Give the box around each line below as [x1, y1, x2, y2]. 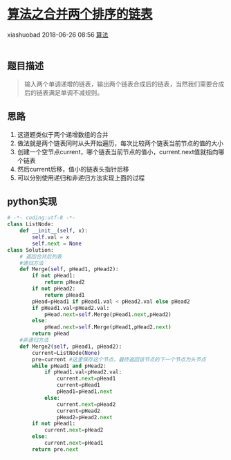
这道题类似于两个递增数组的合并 [17, 130, 109, 138]
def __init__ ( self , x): [19, 228, 89, 234]
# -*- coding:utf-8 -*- [7, 214, 76, 221]
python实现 [7, 195, 57, 208]
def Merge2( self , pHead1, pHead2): [19, 343, 122, 350]
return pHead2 [44, 279, 85, 286]
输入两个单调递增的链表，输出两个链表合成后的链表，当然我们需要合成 [24, 80, 225, 88]
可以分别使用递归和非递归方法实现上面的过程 [17, 174, 145, 182]
